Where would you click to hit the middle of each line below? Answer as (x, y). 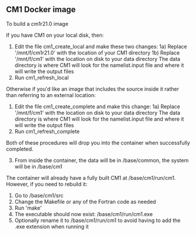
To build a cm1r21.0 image (37, 23)
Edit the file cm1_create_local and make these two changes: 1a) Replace (101, 46)
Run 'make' (28, 208)
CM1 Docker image (41, 10)
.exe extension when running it (51, 226)
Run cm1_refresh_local (42, 77)
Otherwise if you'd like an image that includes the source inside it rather (93, 89)
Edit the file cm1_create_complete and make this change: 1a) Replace (97, 106)
